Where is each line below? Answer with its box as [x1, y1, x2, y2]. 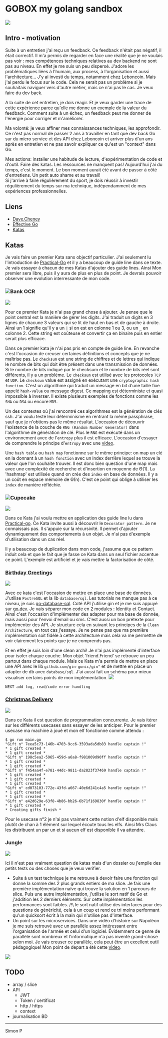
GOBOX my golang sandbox [5, 3, 123, 15]
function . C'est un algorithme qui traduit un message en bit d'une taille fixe [5, 382, 160, 388]
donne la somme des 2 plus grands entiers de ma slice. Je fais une [12, 880, 150, 886]
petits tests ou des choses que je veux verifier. [5, 865, 101, 871]
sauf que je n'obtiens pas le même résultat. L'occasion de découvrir [5, 419, 145, 425]
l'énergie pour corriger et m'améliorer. [5, 115, 84, 121]
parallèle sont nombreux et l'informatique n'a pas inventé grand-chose [12, 933, 158, 939]
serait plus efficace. [5, 335, 46, 341]
